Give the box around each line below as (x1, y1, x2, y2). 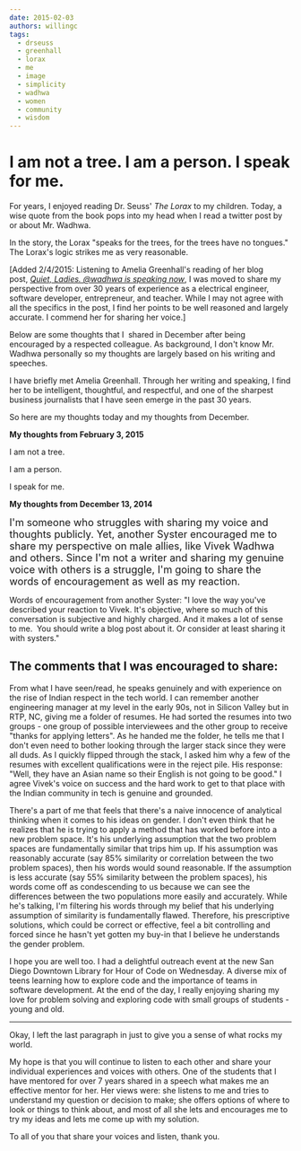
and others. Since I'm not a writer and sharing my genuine (9, 551, 285, 565)
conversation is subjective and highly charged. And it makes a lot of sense (9, 614, 284, 625)
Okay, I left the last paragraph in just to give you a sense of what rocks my (9, 1029, 282, 1040)
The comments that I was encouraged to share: (9, 659, 279, 674)
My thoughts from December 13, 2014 (9, 499, 153, 510)
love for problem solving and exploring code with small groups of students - (9, 994, 289, 1005)
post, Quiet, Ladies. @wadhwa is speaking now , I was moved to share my (9, 274, 282, 285)
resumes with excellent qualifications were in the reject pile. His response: (9, 759, 283, 769)
